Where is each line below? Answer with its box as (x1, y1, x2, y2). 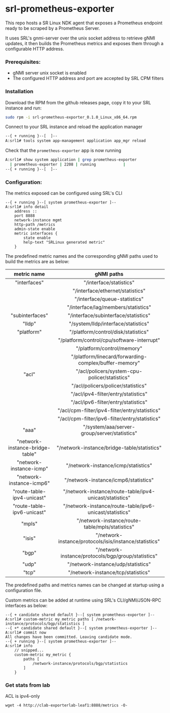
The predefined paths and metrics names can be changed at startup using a (5, 582, 164, 588)
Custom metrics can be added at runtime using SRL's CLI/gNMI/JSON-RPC (5, 597, 161, 603)
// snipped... (14, 648, 44, 653)
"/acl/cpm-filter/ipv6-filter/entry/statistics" (57, 415, 161, 422)
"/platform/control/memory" (75, 345, 143, 352)
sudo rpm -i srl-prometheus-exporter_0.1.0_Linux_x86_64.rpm (5, 114, 137, 120)
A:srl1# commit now (5, 630, 47, 636)
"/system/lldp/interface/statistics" (69, 320, 149, 327)
